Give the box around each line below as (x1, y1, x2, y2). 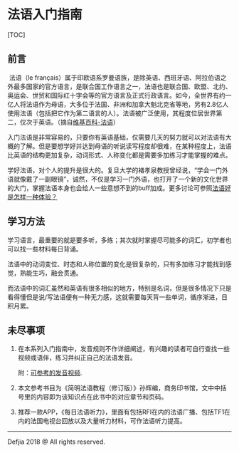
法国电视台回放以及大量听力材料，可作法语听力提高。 (30, 417, 186, 425)
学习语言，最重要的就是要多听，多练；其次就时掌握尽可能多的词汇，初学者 (7, 236, 225, 244)
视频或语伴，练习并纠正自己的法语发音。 (17, 353, 137, 362)
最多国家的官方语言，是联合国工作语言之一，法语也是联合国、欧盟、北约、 (13, 82, 232, 90)
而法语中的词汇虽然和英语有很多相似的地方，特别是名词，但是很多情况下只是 (7, 283, 232, 292)
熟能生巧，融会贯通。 (19, 269, 83, 277)
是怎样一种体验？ (7, 192, 58, 201)
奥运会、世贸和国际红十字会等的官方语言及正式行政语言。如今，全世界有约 (7, 90, 225, 100)
